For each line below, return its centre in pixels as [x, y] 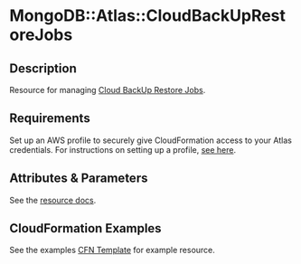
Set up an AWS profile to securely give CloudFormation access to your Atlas [150, 140]
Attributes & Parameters [79, 179]
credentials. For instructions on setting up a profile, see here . [123, 149]
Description [43, 68]
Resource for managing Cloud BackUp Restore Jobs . [108, 90]
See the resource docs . [53, 200]
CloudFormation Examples [85, 228]
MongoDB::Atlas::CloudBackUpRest [148, 16]
